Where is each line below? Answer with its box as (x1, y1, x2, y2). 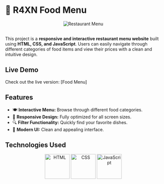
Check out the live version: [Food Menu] (5, 79, 87, 85)
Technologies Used (5, 140, 66, 149)
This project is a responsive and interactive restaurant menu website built (5, 36, 159, 42)
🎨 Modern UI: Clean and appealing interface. (12, 126, 104, 133)
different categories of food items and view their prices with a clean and (5, 46, 153, 52)
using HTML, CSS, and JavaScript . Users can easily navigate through (5, 41, 148, 46)
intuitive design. (5, 51, 38, 57)
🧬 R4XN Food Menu (5, 4, 87, 16)
